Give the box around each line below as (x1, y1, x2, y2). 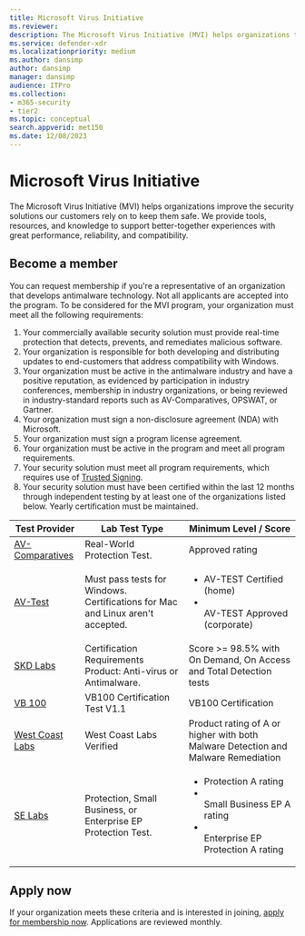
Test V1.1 (84, 702, 127, 714)
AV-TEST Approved (203, 606, 289, 619)
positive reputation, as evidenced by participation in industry (22, 374, 250, 386)
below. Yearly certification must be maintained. (22, 501, 199, 512)
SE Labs (14, 809, 49, 821)
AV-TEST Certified (203, 573, 284, 585)
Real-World (84, 537, 135, 550)
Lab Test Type (101, 522, 164, 534)
